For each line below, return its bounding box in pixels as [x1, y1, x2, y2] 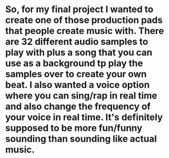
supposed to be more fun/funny [5, 122, 143, 134]
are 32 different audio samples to [5, 36, 149, 48]
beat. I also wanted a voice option [5, 79, 150, 91]
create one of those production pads [5, 14, 163, 26]
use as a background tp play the [5, 57, 144, 69]
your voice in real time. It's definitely [5, 112, 163, 123]
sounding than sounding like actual [5, 133, 157, 145]
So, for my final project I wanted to [5, 4, 154, 15]
